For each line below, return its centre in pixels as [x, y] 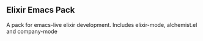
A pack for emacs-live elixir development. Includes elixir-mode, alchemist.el [102, 24]
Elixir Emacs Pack [41, 10]
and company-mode [32, 31]
